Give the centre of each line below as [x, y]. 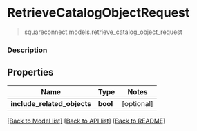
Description [27, 50]
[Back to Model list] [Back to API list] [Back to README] [86, 121]
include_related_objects [51, 103]
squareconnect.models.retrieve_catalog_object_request [103, 32]
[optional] [138, 103]
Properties [30, 72]
